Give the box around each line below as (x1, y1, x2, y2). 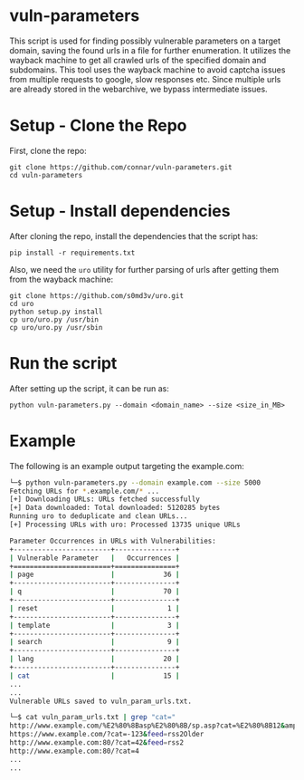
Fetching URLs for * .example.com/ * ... (9, 486, 160, 496)
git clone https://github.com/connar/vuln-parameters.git (9, 162, 233, 172)
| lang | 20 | (9, 654, 180, 664)
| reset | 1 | (9, 603, 180, 612)
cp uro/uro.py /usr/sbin (9, 323, 103, 332)
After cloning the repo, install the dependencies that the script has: (9, 230, 259, 241)
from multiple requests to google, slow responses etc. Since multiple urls (9, 73, 281, 84)
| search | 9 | (9, 638, 180, 647)
